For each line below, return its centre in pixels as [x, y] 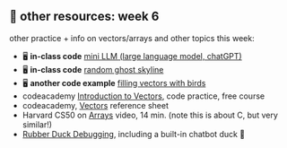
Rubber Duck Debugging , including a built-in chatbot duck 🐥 [134, 134]
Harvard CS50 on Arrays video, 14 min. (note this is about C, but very [150, 115]
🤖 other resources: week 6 [84, 17]
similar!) [37, 124]
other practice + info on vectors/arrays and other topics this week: [132, 38]
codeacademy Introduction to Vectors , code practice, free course [143, 96]
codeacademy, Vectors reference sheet [95, 105]
